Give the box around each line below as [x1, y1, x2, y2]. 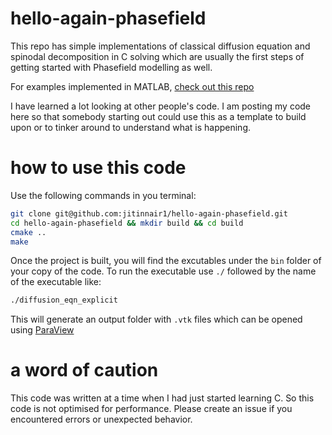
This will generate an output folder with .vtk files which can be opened [10, 313, 303, 326]
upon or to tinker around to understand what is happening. [10, 121, 252, 133]
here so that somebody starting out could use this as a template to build [10, 110, 307, 122]
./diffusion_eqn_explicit [10, 295, 118, 306]
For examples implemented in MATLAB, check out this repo [10, 80, 255, 92]
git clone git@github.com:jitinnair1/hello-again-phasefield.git [10, 208, 288, 219]
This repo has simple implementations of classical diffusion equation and [10, 40, 311, 52]
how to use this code [10, 157, 187, 179]
